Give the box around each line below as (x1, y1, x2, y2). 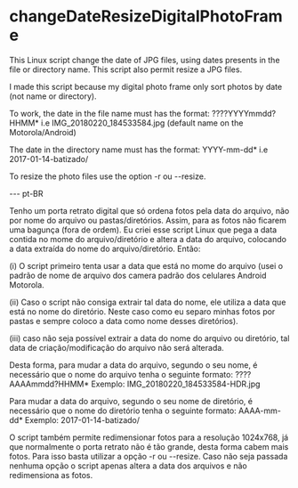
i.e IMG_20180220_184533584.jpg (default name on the (41, 118, 244, 128)
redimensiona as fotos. (9, 469, 93, 480)
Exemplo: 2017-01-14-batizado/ (25, 414, 141, 425)
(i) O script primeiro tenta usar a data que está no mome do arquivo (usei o (9, 260, 283, 271)
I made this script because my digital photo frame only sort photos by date (9, 81, 283, 92)
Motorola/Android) (9, 126, 77, 137)
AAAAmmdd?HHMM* (9, 378, 90, 389)
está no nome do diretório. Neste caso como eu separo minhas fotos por (9, 305, 276, 317)
